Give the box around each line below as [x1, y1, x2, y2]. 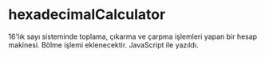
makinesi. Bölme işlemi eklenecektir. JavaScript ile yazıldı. [8, 40, 199, 49]
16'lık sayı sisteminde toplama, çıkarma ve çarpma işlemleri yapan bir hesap [8, 32, 258, 41]
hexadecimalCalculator [8, 6, 166, 24]
